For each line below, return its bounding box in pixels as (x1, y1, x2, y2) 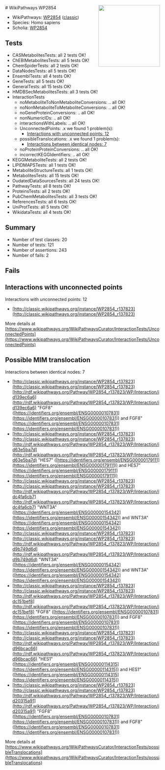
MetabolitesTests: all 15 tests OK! (12, 172, 79, 178)
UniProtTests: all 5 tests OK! (12, 204, 69, 210)
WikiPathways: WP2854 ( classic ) (12, 14, 80, 20)
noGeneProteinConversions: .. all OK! (19, 109, 95, 115)
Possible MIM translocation (5, 356, 91, 364)
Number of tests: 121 (12, 241, 54, 248)
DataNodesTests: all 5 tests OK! (12, 67, 76, 73)
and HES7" (118, 462, 141, 468)
